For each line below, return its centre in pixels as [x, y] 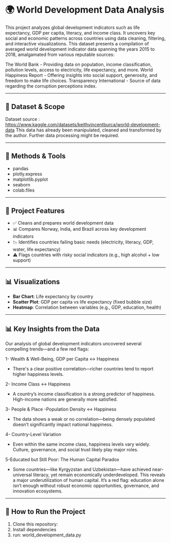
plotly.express [27, 174]
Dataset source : [22, 119]
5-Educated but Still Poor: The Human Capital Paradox [62, 459]
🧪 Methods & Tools [36, 156]
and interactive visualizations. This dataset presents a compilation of [77, 43]
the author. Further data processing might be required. [62, 135]
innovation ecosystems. [37, 491]
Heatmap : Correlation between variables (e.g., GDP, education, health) [87, 307]
